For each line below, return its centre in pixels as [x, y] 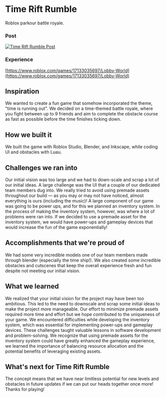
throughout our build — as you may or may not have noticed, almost [75, 196]
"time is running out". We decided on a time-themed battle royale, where [79, 108]
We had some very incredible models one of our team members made [76, 255]
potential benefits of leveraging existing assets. [53, 351]
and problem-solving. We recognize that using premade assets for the [77, 335]
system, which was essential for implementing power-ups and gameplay [79, 325]
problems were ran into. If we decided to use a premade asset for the [76, 216]
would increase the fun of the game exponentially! [56, 227]
